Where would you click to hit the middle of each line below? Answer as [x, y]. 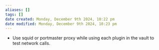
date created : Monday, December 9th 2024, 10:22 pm [60, 19]
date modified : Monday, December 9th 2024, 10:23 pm [61, 24]
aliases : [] [17, 10]
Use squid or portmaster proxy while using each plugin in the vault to [83, 38]
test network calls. [31, 43]
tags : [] [14, 14]
